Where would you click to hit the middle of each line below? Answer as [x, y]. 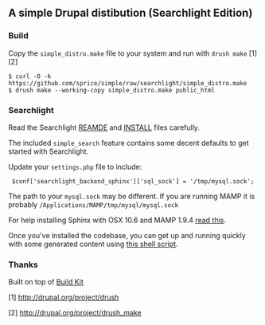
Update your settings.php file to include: [75, 166]
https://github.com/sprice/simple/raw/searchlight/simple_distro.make [128, 83]
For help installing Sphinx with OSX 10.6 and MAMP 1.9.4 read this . [117, 220]
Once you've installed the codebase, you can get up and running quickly [127, 235]
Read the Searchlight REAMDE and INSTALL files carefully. [104, 127]
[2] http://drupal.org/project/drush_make [75, 313]
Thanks [23, 264]
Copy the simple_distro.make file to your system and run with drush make [128, 53]
